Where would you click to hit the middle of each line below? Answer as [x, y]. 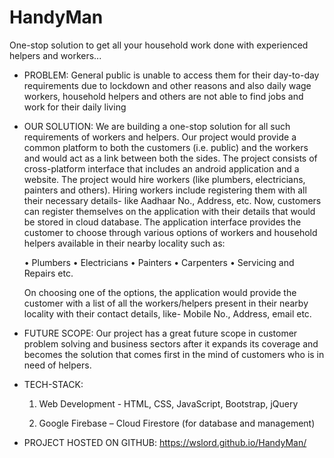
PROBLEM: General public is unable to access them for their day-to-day [171, 75]
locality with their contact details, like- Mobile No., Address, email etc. [167, 313]
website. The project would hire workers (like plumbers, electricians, [164, 179]
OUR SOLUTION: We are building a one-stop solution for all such [157, 126]
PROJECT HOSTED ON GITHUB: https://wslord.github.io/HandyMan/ [165, 442]
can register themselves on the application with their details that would [169, 211]
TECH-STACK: [53, 384]
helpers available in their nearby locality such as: [124, 243]
